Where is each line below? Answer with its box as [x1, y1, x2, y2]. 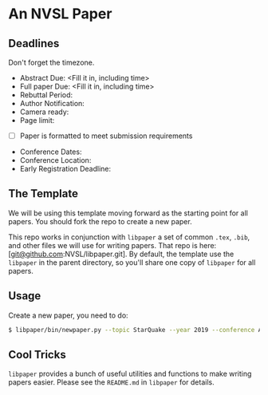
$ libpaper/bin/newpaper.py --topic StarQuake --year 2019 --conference [8, 326, 255, 334]
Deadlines [8, 37, 60, 50]
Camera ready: [19, 107, 69, 117]
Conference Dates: [19, 147, 82, 156]
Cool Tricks [8, 348, 66, 361]
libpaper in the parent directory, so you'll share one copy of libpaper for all [8, 257, 256, 267]
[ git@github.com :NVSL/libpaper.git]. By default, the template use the [8, 249, 235, 259]
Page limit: [19, 116, 55, 124]
